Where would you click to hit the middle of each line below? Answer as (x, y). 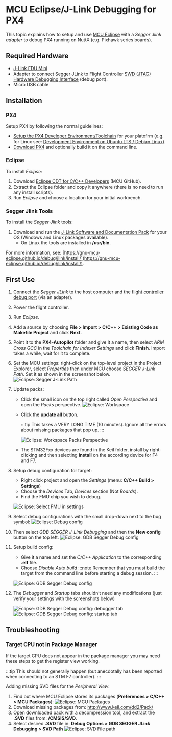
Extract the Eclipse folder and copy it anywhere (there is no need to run (88, 187)
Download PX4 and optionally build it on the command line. (75, 147)
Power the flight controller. (41, 307)
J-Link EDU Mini (30, 68)
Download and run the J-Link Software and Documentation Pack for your (90, 232)
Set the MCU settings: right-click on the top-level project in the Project (87, 363)
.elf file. (29, 562)
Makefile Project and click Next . (47, 332)
